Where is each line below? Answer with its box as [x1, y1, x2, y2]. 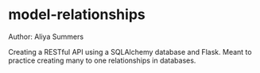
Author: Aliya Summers [8, 32, 84, 41]
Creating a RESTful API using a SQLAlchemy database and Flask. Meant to [8, 47, 252, 56]
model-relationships [8, 6, 146, 24]
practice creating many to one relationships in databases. [8, 56, 196, 65]
